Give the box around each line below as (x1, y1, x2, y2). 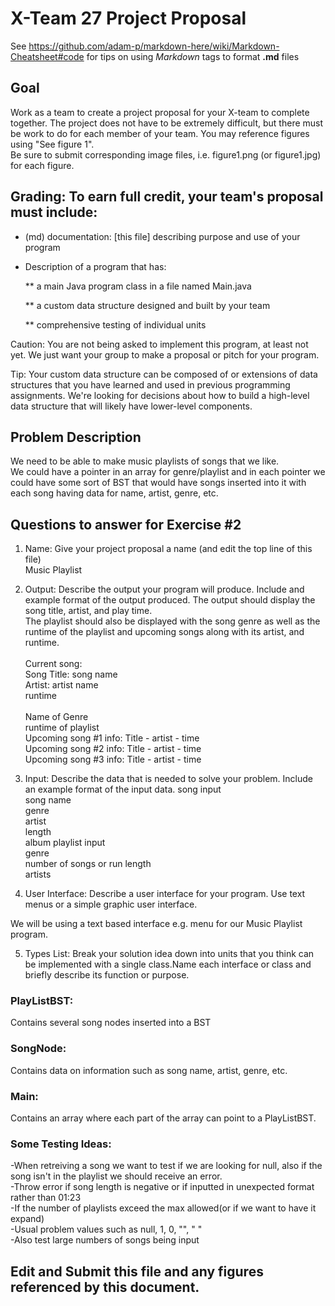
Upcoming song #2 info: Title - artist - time (24, 743, 202, 755)
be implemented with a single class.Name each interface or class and (24, 958, 312, 971)
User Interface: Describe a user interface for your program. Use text (24, 888, 306, 900)
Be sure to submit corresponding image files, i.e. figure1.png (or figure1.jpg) (10, 148, 322, 161)
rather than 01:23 (10, 1192, 82, 1204)
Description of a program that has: (24, 260, 167, 272)
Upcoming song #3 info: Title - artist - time (24, 753, 202, 766)
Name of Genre (24, 711, 89, 723)
